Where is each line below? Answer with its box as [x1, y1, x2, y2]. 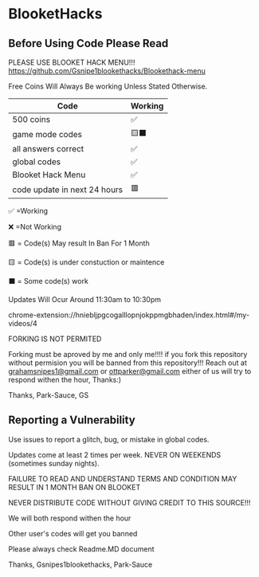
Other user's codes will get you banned [8, 528, 138, 538]
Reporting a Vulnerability [8, 414, 135, 427]
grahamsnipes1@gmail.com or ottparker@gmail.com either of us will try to [8, 367, 252, 375]
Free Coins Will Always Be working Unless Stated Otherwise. [8, 81, 208, 91]
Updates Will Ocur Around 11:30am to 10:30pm [8, 295, 162, 304]
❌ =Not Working [8, 222, 62, 231]
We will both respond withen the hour [8, 513, 131, 523]
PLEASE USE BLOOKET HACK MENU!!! [8, 57, 135, 67]
